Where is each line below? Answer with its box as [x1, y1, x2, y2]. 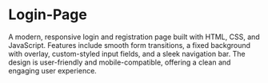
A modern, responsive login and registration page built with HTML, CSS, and [8, 32, 260, 41]
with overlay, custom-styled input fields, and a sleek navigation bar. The [8, 49, 246, 58]
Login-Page [8, 6, 88, 24]
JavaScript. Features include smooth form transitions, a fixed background [8, 40, 250, 49]
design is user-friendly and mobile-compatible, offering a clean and [8, 57, 231, 67]
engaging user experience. [8, 65, 98, 75]
